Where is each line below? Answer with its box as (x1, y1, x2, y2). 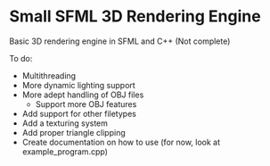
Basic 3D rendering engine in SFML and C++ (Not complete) (9, 36, 231, 46)
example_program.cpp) (21, 145, 109, 157)
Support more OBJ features (35, 98, 137, 109)
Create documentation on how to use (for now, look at (21, 137, 221, 147)
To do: (9, 53, 33, 63)
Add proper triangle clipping (21, 127, 127, 137)
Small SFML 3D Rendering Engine (9, 6, 261, 27)
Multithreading (21, 70, 77, 81)
